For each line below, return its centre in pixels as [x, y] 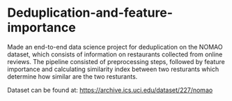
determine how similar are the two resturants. [72, 76]
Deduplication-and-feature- [90, 13]
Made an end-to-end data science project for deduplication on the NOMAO [115, 47]
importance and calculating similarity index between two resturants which [113, 69]
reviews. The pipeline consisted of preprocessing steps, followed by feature [116, 61]
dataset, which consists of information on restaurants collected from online [115, 54]
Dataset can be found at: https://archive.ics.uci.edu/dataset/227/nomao [110, 90]
